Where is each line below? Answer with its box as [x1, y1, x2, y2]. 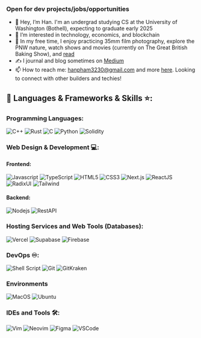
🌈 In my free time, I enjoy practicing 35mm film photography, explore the [14, 38, 195, 45]
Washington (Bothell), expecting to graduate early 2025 [14, 25, 153, 32]
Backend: [6, 194, 31, 201]
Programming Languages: [6, 114, 84, 122]
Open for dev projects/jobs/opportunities [6, 5, 129, 13]
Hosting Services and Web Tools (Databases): [6, 222, 144, 230]
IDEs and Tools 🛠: [6, 309, 60, 317]
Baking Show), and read [14, 51, 75, 58]
